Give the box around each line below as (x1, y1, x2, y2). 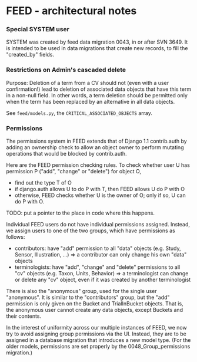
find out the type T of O (14, 179, 72, 186)
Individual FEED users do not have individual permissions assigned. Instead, (6, 221, 190, 228)
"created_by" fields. (6, 51, 55, 58)
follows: (6, 233, 25, 241)
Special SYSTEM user (6, 25, 69, 34)
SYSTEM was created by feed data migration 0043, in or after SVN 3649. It (6, 38, 188, 45)
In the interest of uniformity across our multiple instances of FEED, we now (6, 324, 187, 331)
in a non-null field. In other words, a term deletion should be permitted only (6, 91, 188, 98)
